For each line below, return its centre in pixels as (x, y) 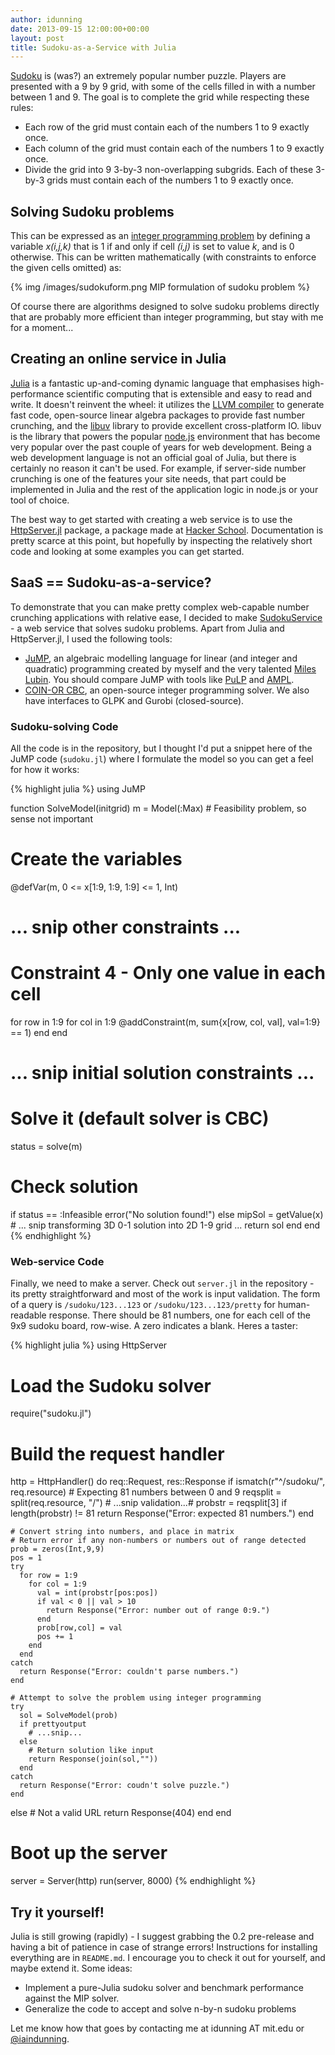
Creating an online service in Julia (118, 359)
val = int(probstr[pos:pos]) (97, 1593)
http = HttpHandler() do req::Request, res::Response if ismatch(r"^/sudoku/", (168, 1482)
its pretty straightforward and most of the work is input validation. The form (165, 1294)
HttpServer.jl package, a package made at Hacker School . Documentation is (167, 530)
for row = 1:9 (48, 1576)
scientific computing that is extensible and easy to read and (189, 393)
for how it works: (45, 769)
